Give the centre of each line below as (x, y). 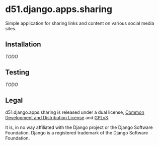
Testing (17, 72)
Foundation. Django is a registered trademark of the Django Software (77, 133)
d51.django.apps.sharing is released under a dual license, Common (75, 112)
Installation (23, 45)
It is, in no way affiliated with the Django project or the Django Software (79, 127)
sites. (11, 28)
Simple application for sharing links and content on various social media (80, 23)
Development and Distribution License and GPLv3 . (57, 118)
